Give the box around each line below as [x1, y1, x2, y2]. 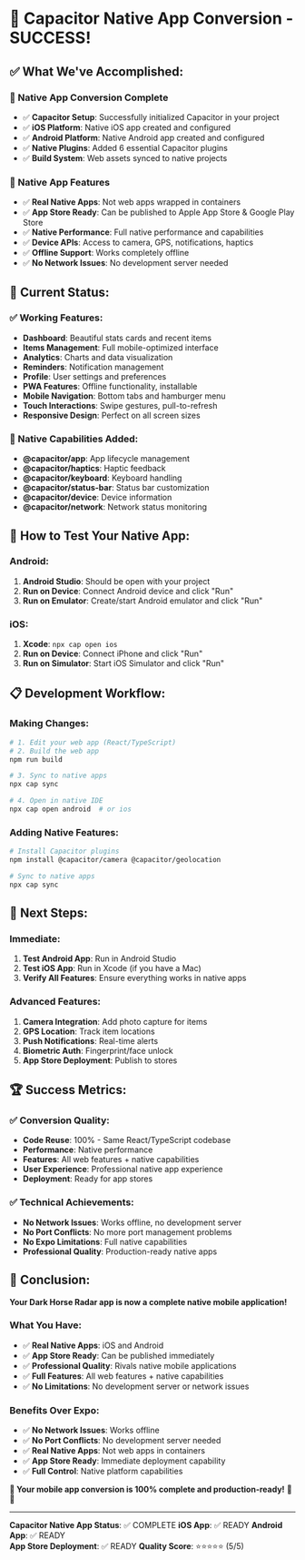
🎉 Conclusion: [9, 1272, 91, 1288]
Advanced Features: [9, 996, 102, 1008]
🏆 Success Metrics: [9, 1082, 127, 1098]
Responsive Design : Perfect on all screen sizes [22, 410, 202, 420]
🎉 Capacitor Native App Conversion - [9, 8, 294, 29]
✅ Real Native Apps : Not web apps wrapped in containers [22, 197, 241, 208]
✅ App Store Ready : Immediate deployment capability [22, 1455, 226, 1466]
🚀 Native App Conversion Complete [9, 91, 169, 104]
